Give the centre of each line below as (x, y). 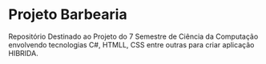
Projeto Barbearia (68, 15)
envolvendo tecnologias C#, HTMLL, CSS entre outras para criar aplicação (131, 44)
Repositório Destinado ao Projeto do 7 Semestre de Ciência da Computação (133, 36)
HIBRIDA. (23, 53)
